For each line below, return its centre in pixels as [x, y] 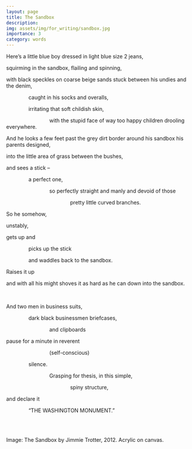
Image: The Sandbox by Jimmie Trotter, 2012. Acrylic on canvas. [85, 440]
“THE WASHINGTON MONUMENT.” [71, 410]
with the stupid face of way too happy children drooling [117, 120]
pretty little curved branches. [106, 202]
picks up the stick [50, 249]
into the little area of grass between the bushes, [65, 156]
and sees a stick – [28, 168]
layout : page [22, 12]
